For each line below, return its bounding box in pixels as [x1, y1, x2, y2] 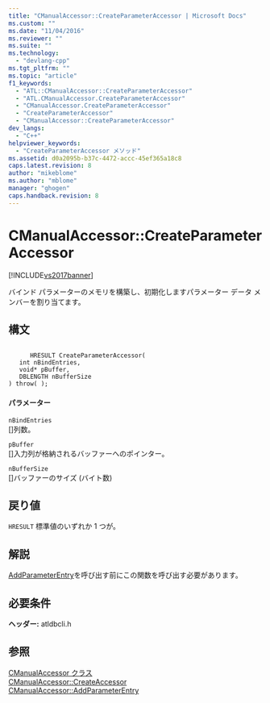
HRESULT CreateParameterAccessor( [29, 351, 147, 360]
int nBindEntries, [19, 359, 81, 367]
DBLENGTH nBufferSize [19, 372, 92, 381]
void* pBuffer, [19, 366, 70, 374]
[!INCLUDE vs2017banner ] [8, 270, 94, 280]
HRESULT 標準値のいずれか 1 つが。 [8, 522, 121, 531]
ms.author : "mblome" [8, 177, 78, 185]
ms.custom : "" [8, 19, 56, 27]
